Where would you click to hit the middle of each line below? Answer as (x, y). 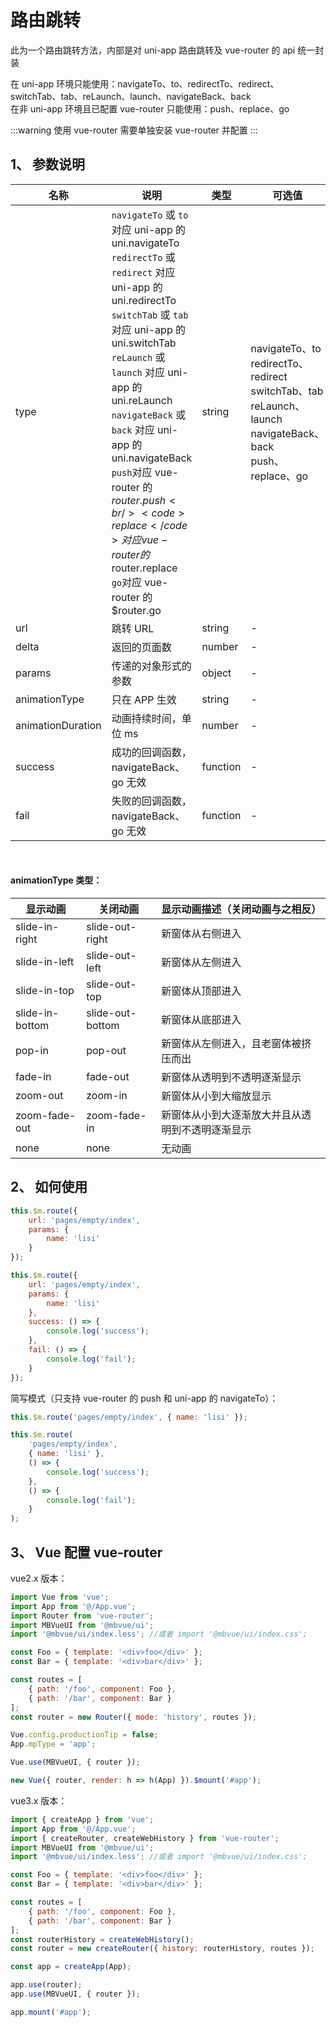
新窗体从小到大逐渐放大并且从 (231, 1114)
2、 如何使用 (49, 1187)
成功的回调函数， (151, 752)
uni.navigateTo (145, 243)
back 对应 (133, 429)
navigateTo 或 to (150, 214)
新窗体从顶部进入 (201, 991)
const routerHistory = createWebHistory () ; (102, 1939)
